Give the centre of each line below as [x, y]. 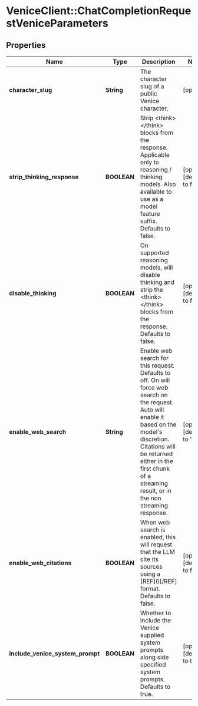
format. [150, 589]
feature [150, 214]
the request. [157, 402]
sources [151, 567]
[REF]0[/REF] [159, 581]
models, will [156, 268]
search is [153, 530]
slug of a [152, 86]
